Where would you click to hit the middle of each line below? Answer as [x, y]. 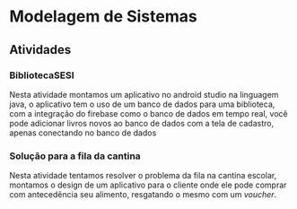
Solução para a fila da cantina [75, 156]
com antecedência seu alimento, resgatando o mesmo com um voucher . [143, 195]
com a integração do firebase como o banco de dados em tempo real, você [149, 113]
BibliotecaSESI [42, 75]
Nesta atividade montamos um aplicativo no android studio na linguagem [144, 94]
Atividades [40, 50]
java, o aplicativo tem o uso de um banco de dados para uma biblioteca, [142, 104]
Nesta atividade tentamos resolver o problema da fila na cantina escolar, [143, 176]
